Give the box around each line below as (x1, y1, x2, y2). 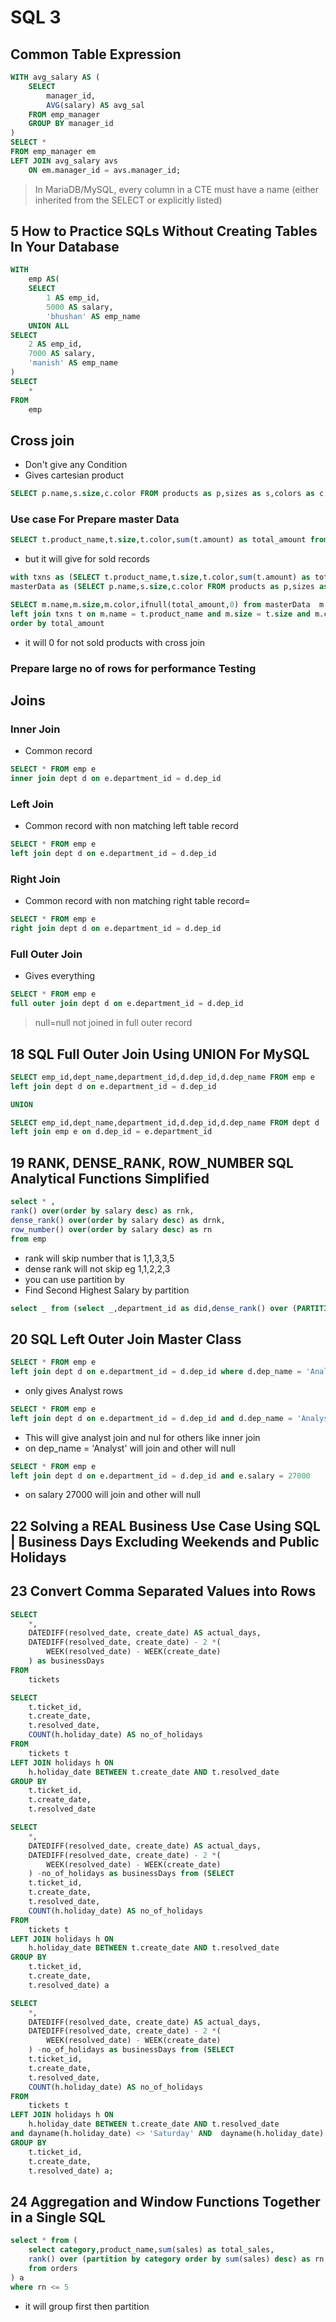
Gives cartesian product (24, 469, 125, 481)
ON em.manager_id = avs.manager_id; (28, 165, 182, 175)
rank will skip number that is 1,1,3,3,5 (24, 1252, 175, 1264)
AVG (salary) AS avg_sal (46, 100, 145, 110)
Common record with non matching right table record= (24, 895, 251, 907)
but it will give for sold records (24, 553, 150, 565)
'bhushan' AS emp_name (46, 311, 141, 321)
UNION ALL (28, 321, 70, 331)
